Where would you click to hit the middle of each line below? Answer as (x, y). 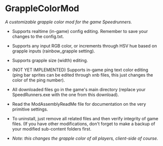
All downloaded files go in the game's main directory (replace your (79, 89)
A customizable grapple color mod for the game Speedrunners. (69, 22)
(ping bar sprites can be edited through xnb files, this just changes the (82, 75)
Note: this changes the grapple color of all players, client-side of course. (85, 138)
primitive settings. (30, 109)
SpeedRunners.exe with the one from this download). (65, 95)
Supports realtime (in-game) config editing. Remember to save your (80, 31)
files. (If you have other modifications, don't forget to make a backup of (84, 124)
